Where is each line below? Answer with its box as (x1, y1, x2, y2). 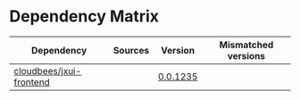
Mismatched (219, 38, 274, 51)
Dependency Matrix (9, 6, 159, 27)
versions (227, 49, 266, 62)
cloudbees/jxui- (13, 64, 82, 77)
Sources (112, 44, 150, 56)
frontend (13, 76, 51, 88)
